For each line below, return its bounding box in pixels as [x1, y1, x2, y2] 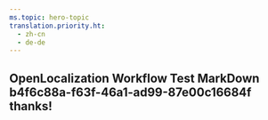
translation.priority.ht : [9, 21, 105, 30]
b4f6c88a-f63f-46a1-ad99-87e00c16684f [9, 84, 252, 100]
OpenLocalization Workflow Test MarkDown [9, 70, 260, 85]
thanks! [9, 99, 53, 114]
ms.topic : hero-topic [9, 12, 90, 22]
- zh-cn [17, 29, 46, 38]
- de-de [17, 37, 46, 47]
